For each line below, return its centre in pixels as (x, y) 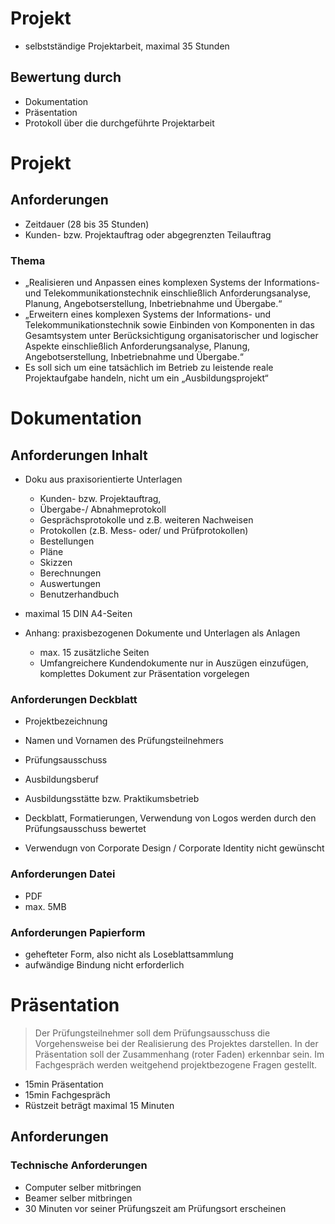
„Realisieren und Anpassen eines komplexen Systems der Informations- (172, 283)
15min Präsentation (64, 1084)
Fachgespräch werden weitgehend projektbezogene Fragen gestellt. (176, 1064)
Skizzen (56, 563)
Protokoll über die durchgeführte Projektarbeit (119, 123)
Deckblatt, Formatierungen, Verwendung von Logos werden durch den (170, 818)
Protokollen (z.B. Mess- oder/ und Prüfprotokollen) (144, 531)
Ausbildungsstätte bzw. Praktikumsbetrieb (112, 799)
